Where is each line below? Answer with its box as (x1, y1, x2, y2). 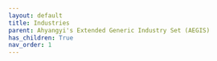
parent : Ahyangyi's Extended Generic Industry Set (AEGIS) (8, 26, 211, 34)
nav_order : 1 (8, 41, 52, 49)
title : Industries (8, 19, 70, 27)
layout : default (8, 11, 63, 20)
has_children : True (8, 33, 74, 42)
